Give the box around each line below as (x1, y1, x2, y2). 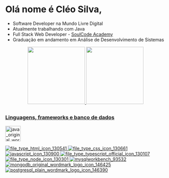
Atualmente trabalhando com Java (12, 25, 85, 32)
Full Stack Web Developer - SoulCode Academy (12, 31, 113, 37)
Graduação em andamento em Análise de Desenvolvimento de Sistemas (12, 37, 164, 43)
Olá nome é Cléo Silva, (5, 4, 102, 15)
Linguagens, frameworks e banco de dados (5, 114, 115, 121)
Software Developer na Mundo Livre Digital (12, 20, 103, 26)
